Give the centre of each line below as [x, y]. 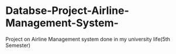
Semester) [18, 45]
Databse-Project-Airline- [67, 11]
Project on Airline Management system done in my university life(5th [88, 39]
